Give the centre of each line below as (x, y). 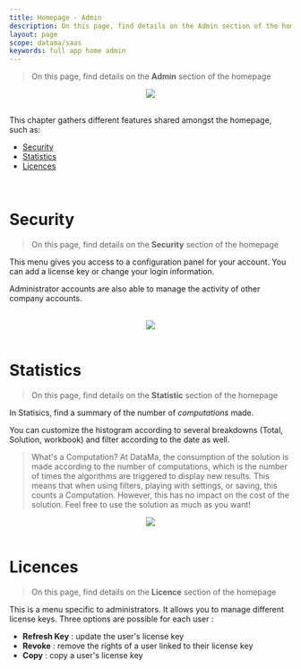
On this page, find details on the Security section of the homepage (155, 245)
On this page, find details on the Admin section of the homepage (151, 76)
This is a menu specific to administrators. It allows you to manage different (147, 609)
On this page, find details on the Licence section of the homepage (154, 592)
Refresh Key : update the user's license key (103, 636)
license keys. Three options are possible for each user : (112, 619)
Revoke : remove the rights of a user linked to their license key (138, 646)
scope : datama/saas (46, 43)
